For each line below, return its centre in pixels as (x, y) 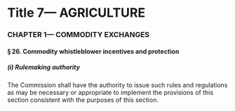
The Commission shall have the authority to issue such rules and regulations (117, 84)
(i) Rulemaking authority (44, 67)
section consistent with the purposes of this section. (83, 100)
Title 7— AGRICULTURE (76, 13)
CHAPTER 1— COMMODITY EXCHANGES (79, 35)
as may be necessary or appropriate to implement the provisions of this (110, 92)
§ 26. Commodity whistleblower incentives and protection (93, 51)
